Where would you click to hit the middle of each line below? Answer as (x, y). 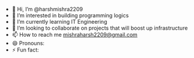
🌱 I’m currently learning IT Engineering (59, 22)
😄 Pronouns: (28, 43)
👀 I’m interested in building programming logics (70, 15)
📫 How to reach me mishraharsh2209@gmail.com (75, 35)
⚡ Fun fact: (25, 50)
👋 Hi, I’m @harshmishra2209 (47, 9)
